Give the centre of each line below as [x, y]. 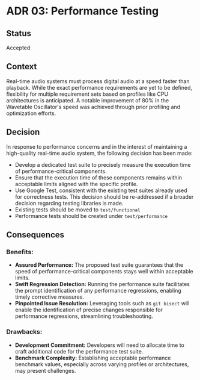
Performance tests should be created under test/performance [91, 216]
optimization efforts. [31, 113]
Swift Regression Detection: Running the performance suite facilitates [102, 284]
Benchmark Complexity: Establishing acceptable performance [93, 358]
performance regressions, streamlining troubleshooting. [84, 316]
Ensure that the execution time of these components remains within [98, 177]
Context [22, 67]
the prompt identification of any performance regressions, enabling [98, 291]
